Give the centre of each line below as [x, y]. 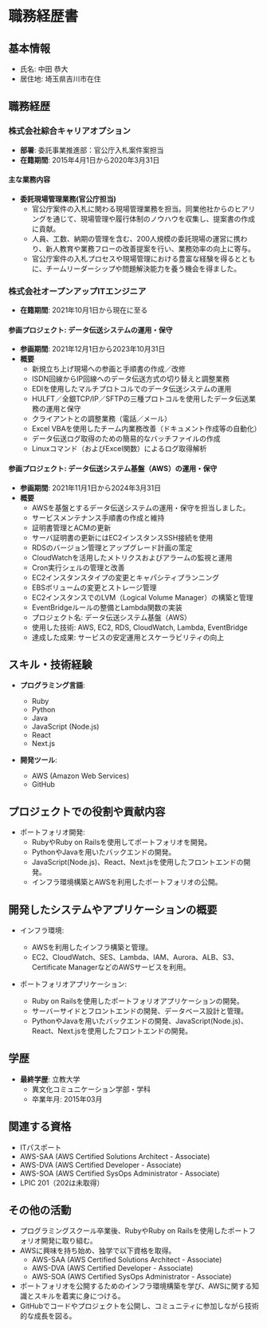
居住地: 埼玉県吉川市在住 [60, 79]
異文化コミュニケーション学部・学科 [91, 1089]
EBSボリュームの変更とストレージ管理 [94, 587]
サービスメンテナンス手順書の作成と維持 [98, 517]
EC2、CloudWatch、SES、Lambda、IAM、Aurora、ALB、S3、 [135, 957]
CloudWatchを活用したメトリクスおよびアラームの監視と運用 [132, 557]
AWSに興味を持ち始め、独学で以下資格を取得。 [98, 1251]
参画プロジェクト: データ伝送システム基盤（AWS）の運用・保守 [113, 468]
